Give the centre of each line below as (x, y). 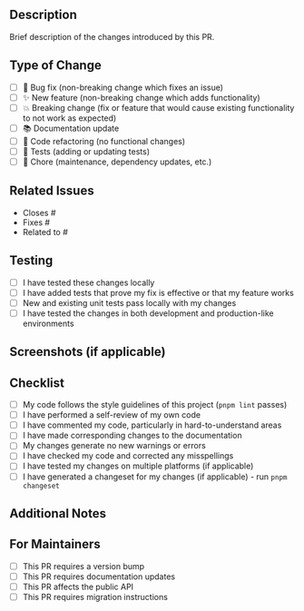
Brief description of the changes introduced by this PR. (112, 36)
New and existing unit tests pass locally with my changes (129, 302)
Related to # (45, 232)
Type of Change (55, 66)
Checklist (37, 383)
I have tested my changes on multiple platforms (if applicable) (138, 466)
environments (48, 323)
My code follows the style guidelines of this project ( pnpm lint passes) (155, 405)
